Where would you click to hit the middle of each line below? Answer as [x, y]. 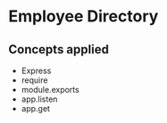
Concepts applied [58, 49]
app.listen [39, 99]
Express [36, 70]
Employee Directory [83, 16]
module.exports [50, 90]
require [34, 80]
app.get [36, 108]
